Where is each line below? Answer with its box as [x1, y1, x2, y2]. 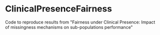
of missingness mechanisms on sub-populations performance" [5, 24, 133, 30]
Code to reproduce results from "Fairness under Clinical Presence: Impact [5, 19, 156, 25]
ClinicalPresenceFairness [5, 3, 112, 14]
